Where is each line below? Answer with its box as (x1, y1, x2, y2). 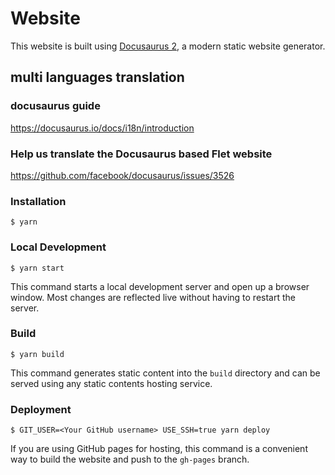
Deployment (10, 402, 72, 416)
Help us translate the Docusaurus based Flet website (10, 147, 273, 161)
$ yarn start (10, 263, 65, 273)
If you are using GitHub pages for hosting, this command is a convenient (10, 443, 308, 455)
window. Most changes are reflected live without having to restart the (10, 291, 296, 303)
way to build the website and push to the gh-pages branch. (10, 453, 250, 466)
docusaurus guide (10, 99, 101, 113)
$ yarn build (10, 349, 65, 359)
